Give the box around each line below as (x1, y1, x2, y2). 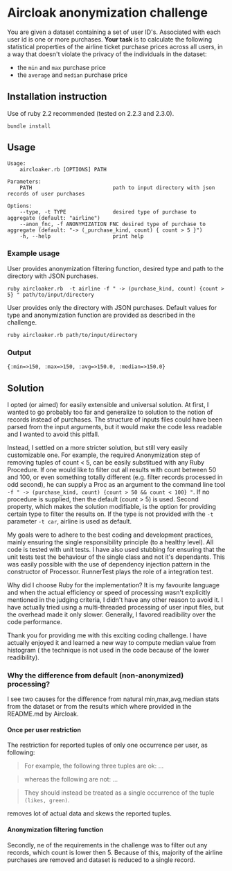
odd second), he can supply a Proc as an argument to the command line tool (7, 480, 226, 488)
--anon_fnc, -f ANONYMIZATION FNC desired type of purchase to (19, 221, 206, 227)
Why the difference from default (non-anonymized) (7, 671, 184, 680)
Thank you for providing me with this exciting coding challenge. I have (7, 631, 207, 639)
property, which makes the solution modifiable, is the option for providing (7, 502, 217, 510)
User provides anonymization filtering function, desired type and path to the (7, 264, 224, 273)
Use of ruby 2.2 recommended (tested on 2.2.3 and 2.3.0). (7, 109, 175, 117)
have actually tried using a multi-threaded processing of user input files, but (7, 603, 224, 611)
